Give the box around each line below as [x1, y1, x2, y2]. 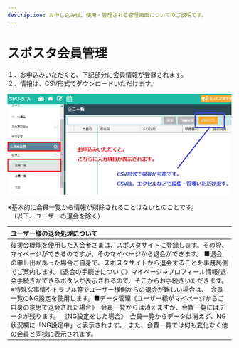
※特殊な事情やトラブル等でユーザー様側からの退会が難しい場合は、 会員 [10, 285, 223, 294]
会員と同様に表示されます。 [16, 329, 97, 338]
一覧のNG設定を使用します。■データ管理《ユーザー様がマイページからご [10, 294, 224, 302]
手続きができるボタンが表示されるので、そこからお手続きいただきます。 [16, 276, 228, 285]
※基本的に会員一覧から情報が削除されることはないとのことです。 [7, 203, 198, 211]
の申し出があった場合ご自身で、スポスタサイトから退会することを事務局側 [10, 258, 229, 267]
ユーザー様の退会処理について [10, 228, 98, 238]
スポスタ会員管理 [7, 45, 108, 61]
